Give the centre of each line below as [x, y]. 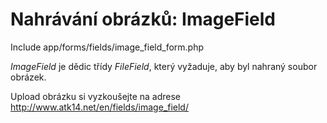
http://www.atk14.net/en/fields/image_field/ [99, 107]
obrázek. [28, 77]
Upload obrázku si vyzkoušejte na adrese [95, 96]
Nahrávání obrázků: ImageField [143, 19]
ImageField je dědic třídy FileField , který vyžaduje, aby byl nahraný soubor [164, 66]
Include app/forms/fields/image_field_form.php [107, 47]
